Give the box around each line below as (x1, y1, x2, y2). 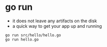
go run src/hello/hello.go (5, 33, 61, 38)
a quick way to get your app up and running (12, 23, 102, 29)
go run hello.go (5, 37, 39, 42)
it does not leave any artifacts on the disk (12, 18, 97, 24)
